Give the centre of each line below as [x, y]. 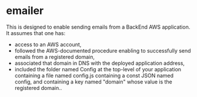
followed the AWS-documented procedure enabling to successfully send [103, 50]
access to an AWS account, [48, 44]
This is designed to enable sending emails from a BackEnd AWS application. [98, 27]
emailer [25, 11]
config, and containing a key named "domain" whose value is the [93, 82]
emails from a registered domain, [55, 57]
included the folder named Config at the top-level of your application [98, 69]
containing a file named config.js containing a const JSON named [94, 75]
